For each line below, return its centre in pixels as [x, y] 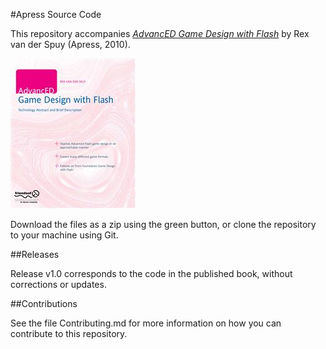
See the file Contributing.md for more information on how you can [146, 323]
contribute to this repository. [69, 333]
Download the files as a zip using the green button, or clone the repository [163, 224]
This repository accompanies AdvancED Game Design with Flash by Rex [160, 33]
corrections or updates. [58, 284]
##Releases [35, 254]
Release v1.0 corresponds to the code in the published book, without [151, 273]
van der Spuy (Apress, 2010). [70, 44]
